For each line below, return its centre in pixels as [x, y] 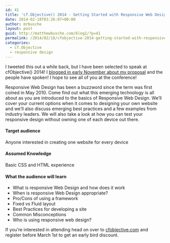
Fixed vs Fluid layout [34, 204]
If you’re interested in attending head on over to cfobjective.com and [77, 230]
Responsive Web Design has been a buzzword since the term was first [79, 87]
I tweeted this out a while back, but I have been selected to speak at [76, 67]
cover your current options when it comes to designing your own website [81, 103]
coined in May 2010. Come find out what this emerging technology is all [80, 92]
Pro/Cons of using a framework [45, 199]
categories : [18, 43]
